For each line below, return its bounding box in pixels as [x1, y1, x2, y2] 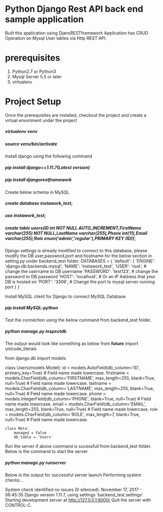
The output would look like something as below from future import [5, 341, 139, 347]
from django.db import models [5, 356, 66, 361]
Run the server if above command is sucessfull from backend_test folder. [5, 444, 152, 449]
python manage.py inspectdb [5, 328, 67, 334]
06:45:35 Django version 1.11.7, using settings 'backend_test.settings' [5, 492, 144, 498]
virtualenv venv [5, 129, 38, 134]
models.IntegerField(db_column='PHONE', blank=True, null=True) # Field [5, 396, 151, 402]
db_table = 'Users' [14, 435, 54, 440]
